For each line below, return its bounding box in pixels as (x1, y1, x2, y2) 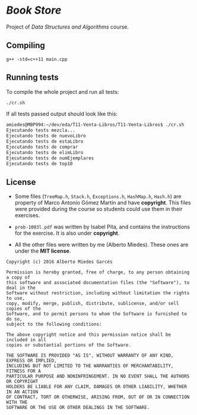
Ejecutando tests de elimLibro (6, 149, 84, 155)
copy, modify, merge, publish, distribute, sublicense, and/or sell (6, 301, 179, 307)
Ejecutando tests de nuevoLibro (6, 133, 86, 139)
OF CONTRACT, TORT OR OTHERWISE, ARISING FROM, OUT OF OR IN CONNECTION (6, 394, 190, 400)
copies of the (6, 306, 42, 312)
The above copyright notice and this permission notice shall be (6, 332, 171, 338)
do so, (6, 316, 23, 322)
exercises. (14, 212, 40, 219)
